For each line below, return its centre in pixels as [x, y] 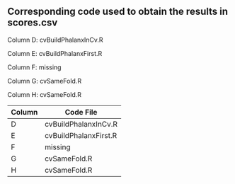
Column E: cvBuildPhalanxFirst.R [55, 53]
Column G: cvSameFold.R [45, 81]
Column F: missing [34, 67]
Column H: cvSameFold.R [45, 94]
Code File [81, 112]
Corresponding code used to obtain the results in [118, 12]
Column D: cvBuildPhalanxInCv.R [56, 40]
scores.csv [33, 23]
